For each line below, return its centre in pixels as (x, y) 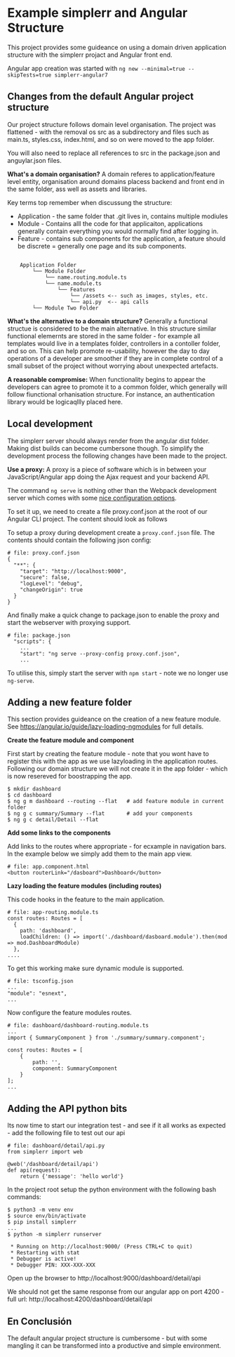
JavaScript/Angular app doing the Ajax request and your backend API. (109, 477)
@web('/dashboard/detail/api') (53, 1164)
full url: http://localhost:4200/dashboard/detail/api (80, 1299)
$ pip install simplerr (42, 1222)
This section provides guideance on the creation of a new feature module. (114, 719)
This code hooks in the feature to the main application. (86, 899)
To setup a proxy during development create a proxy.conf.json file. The (111, 532)
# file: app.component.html (48, 867)
